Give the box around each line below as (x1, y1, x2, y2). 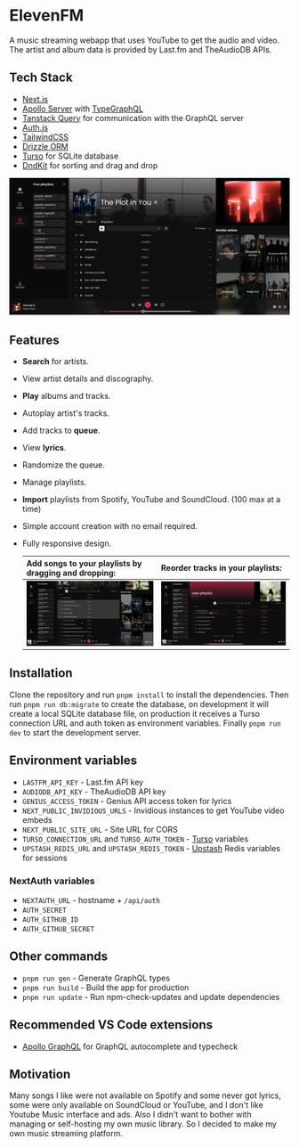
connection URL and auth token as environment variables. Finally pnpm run (9, 718, 282, 728)
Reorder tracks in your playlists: (160, 563, 282, 573)
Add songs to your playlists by (26, 557, 142, 568)
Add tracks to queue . (21, 425, 101, 436)
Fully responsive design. (21, 538, 112, 549)
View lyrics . (21, 443, 67, 453)
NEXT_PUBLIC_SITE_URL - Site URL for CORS (21, 824, 178, 834)
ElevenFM (9, 5, 85, 26)
